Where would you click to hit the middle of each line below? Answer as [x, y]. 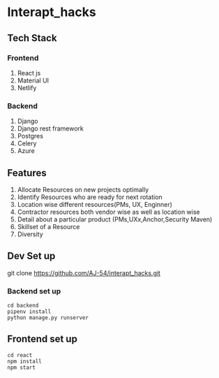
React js [29, 73]
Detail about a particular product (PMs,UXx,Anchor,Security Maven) [115, 219]
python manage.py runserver [48, 318]
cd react [20, 355]
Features [27, 173]
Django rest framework [50, 129]
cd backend [23, 306]
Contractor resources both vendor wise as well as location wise [108, 212]
